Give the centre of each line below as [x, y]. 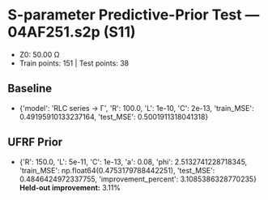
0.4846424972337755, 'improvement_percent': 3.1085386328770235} [138, 179]
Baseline [30, 89]
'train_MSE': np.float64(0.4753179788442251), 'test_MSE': [117, 170]
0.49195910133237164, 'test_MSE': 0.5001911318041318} [114, 117]
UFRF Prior [35, 142]
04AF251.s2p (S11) [72, 32]
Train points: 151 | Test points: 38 [74, 63]
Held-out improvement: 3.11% [70, 187]
